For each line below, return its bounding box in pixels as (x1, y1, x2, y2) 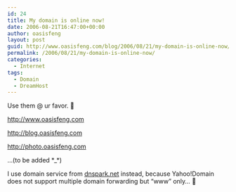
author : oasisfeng (7, 30, 61, 37)
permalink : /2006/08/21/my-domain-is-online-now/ (7, 50, 156, 57)
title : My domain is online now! (7, 17, 105, 24)
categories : (7, 56, 42, 63)
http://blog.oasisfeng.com (7, 129, 83, 137)
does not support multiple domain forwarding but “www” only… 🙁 (7, 177, 197, 186)
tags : (7, 69, 23, 76)
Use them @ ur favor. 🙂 (7, 101, 75, 110)
